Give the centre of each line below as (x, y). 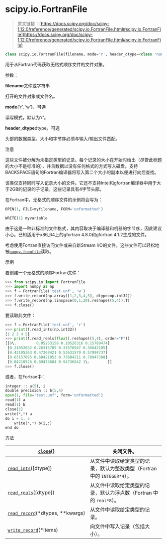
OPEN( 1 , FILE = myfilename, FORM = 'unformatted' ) (54, 209)
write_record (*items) (33, 530)
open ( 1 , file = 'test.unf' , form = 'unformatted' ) (54, 395)
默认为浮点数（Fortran (126, 493)
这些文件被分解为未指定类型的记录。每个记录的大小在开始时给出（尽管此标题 (83, 160)
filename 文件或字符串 (28, 85)
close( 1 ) (14, 409)
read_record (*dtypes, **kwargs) (46, 513)
